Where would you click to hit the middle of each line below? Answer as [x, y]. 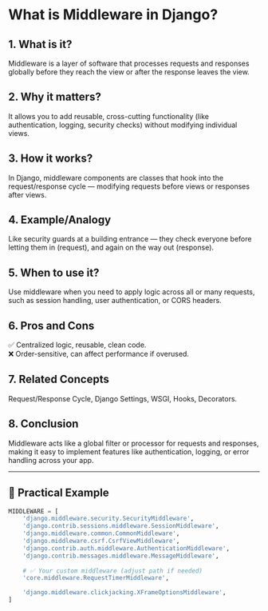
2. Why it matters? [55, 97]
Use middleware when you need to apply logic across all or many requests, [132, 292]
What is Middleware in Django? [113, 15]
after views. [28, 194]
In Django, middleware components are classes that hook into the [116, 178]
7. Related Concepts [59, 379]
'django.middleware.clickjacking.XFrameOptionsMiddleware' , [124, 593]
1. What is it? [40, 44]
